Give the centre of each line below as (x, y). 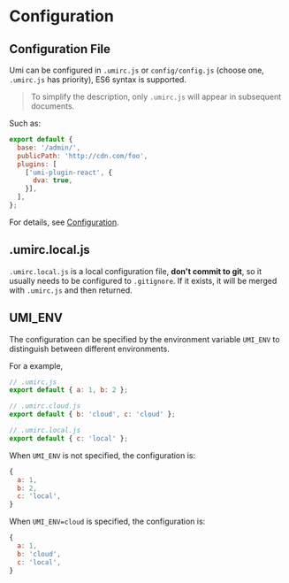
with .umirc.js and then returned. (71, 290)
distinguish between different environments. (89, 349)
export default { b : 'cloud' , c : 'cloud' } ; (92, 414)
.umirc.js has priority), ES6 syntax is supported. (98, 80)
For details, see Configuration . (64, 222)
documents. (53, 106)
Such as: (25, 123)
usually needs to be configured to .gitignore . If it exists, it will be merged (143, 280)
